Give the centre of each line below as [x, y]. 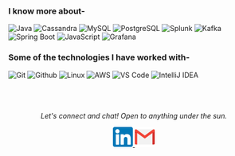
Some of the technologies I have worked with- [99, 57]
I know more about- [47, 11]
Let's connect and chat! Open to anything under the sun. [134, 115]
